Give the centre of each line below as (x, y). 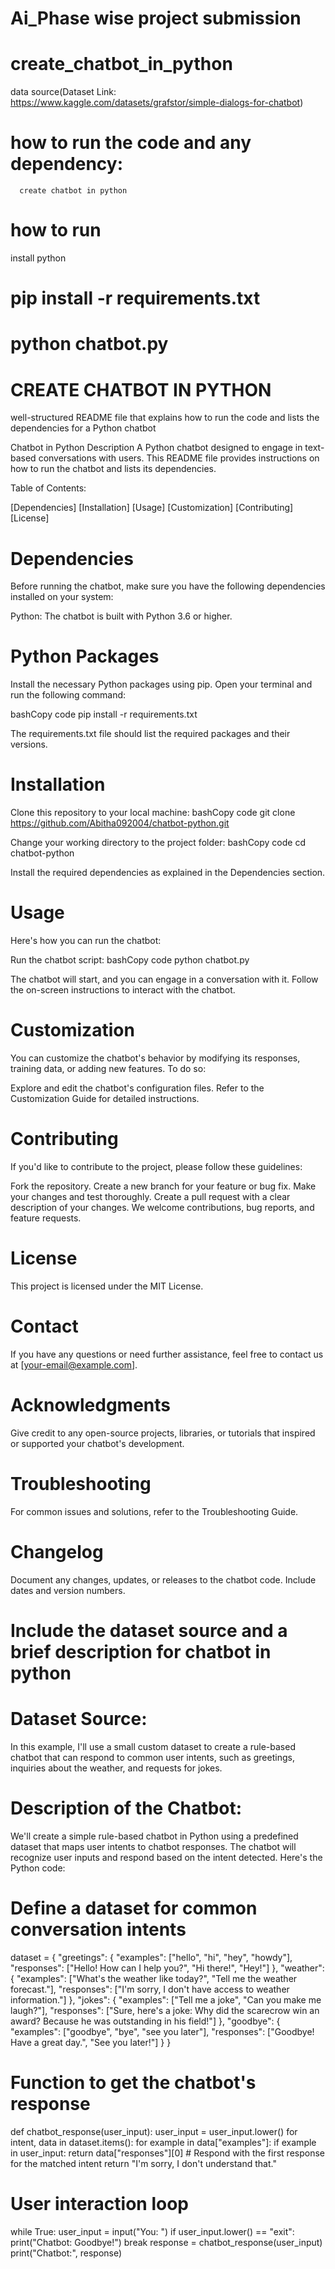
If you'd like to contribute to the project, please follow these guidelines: (156, 1166)
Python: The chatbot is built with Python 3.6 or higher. (121, 616)
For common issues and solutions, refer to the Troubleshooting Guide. (154, 1511)
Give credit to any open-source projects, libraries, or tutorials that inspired (163, 1433)
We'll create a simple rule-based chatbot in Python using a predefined (154, 1836)
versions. (29, 744)
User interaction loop (99, 2203)
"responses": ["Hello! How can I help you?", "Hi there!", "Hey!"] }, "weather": (167, 1968)
